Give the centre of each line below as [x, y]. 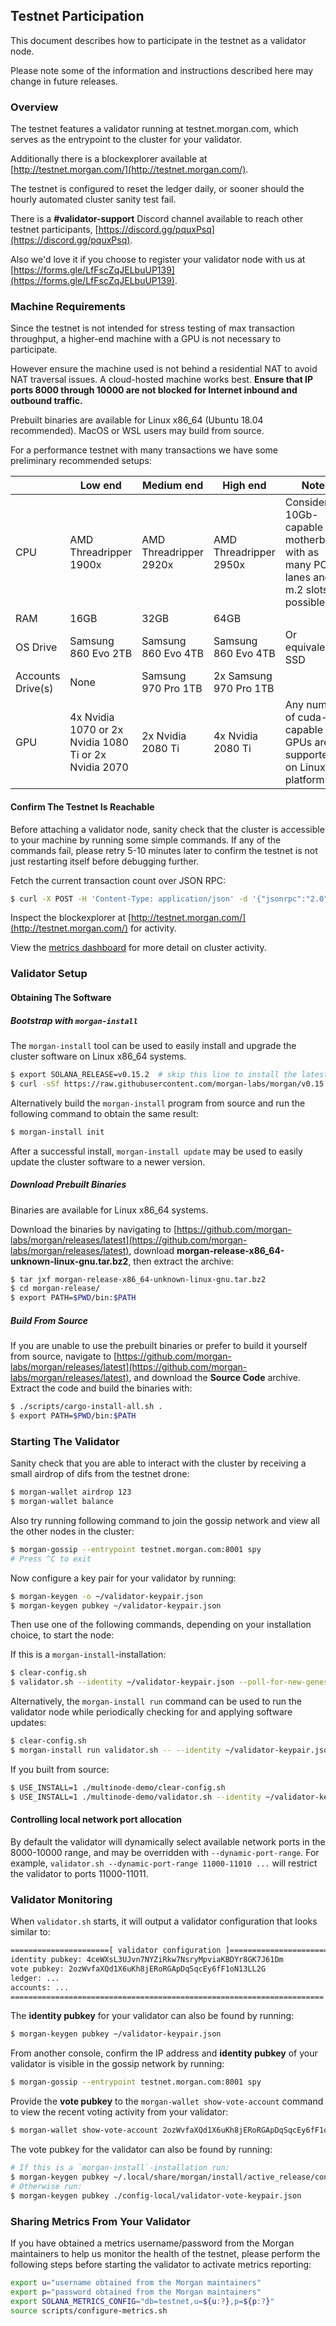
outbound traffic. [46, 401]
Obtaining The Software [61, 997]
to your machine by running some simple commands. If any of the [146, 840]
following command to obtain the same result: [104, 1113]
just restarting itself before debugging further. [105, 861]
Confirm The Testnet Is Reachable [82, 807]
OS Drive [36, 647]
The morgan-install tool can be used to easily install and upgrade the [153, 1045]
